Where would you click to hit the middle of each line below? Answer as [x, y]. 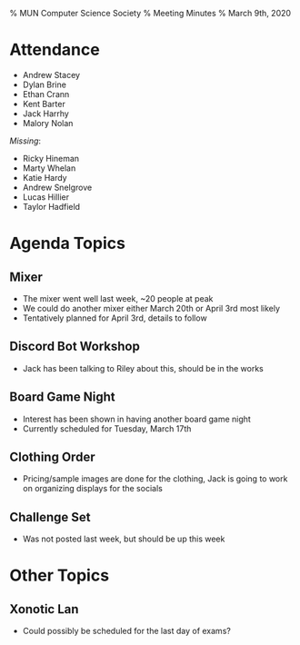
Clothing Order [52, 456]
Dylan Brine [44, 84]
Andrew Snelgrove [57, 187]
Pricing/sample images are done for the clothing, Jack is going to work [155, 479]
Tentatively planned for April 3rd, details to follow [115, 318]
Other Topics [60, 576]
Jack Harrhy [46, 114]
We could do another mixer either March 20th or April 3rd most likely [151, 308]
